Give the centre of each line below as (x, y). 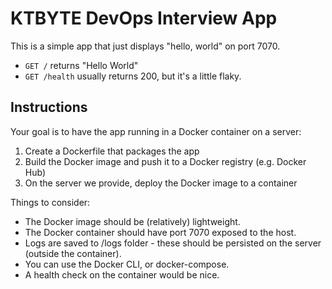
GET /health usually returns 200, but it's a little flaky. (133, 76)
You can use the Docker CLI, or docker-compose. (127, 264)
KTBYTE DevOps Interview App (144, 18)
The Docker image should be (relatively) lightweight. (132, 221)
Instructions (49, 107)
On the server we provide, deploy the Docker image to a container (161, 183)
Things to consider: (50, 202)
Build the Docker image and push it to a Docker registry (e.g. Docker (165, 161)
